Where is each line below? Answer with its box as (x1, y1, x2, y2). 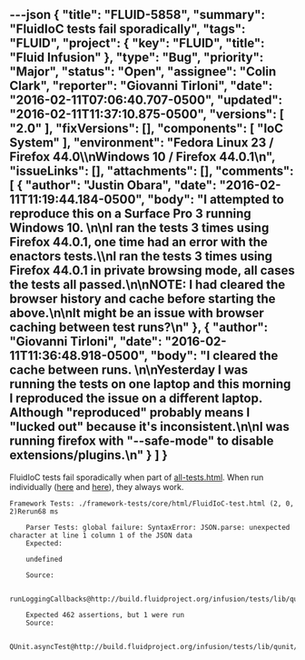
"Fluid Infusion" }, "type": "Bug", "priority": (9, 50, 264, 65)
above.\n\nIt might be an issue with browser (9, 305, 265, 321)
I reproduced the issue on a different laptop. (9, 391, 263, 406)
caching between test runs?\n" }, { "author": (9, 320, 269, 335)
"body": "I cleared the (150, 348, 279, 364)
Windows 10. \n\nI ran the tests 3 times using (9, 220, 270, 235)
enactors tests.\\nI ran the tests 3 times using (9, 249, 273, 265)
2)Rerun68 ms (9, 506, 59, 516)
